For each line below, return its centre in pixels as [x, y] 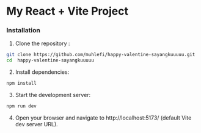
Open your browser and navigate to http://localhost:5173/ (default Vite [103, 118]
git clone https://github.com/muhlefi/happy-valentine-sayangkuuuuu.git [101, 55]
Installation [24, 31]
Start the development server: [53, 95]
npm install [21, 84]
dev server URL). [36, 124]
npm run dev [21, 106]
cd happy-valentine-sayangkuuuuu [50, 60]
